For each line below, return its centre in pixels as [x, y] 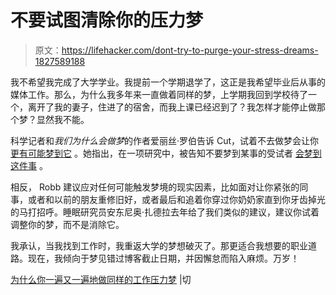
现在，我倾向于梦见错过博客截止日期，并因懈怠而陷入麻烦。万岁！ [163, 258]
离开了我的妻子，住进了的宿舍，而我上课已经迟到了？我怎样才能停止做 [172, 107]
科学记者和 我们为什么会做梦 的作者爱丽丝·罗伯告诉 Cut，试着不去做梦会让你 [165, 140]
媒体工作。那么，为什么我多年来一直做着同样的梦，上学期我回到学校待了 [159, 94]
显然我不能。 [63, 119]
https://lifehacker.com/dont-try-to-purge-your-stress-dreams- [190, 50]
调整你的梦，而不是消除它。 [67, 224]
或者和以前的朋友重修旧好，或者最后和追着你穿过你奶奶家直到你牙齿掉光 [176, 199]
